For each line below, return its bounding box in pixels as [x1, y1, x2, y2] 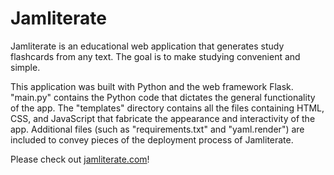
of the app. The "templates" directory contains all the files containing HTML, [10, 102, 325, 114]
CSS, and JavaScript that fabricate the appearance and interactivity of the [10, 112, 316, 124]
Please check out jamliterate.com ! [10, 153, 150, 165]
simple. [10, 61, 41, 73]
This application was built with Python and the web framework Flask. [10, 80, 294, 92]
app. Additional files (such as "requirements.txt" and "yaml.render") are [10, 123, 305, 135]
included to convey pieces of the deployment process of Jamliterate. [10, 133, 294, 146]
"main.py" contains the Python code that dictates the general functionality [10, 91, 316, 103]
